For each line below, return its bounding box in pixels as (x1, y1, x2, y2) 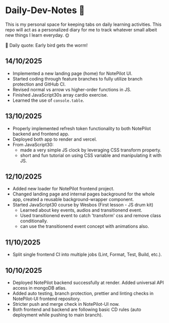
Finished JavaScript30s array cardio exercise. (12, 92, 108, 98)
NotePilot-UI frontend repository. (12, 296, 81, 302)
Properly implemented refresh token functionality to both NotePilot (12, 125, 151, 131)
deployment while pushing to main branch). (12, 312, 103, 318)
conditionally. (20, 218, 48, 224)
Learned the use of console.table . (12, 97, 84, 103)
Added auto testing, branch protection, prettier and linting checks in (12, 291, 154, 296)
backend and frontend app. (12, 131, 70, 137)
